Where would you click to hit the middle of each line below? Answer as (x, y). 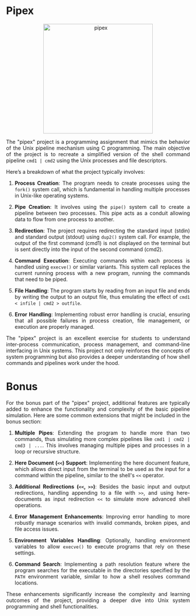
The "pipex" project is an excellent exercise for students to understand (98, 338)
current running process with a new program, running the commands (102, 273)
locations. (26, 583)
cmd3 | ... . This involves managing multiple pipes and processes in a (102, 445)
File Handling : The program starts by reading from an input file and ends (102, 290)
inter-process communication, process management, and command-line (98, 344)
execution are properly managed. (55, 326)
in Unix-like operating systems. (52, 195)
